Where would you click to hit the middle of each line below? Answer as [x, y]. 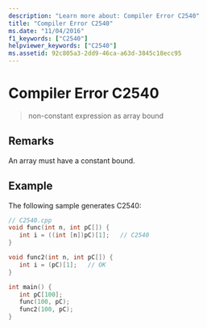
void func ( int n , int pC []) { [59, 228]
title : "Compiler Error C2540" [61, 23]
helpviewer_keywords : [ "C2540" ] [62, 46]
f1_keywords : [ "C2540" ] [48, 38]
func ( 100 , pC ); [44, 302]
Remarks [31, 141]
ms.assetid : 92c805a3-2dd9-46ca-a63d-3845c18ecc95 [95, 53]
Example [31, 186]
